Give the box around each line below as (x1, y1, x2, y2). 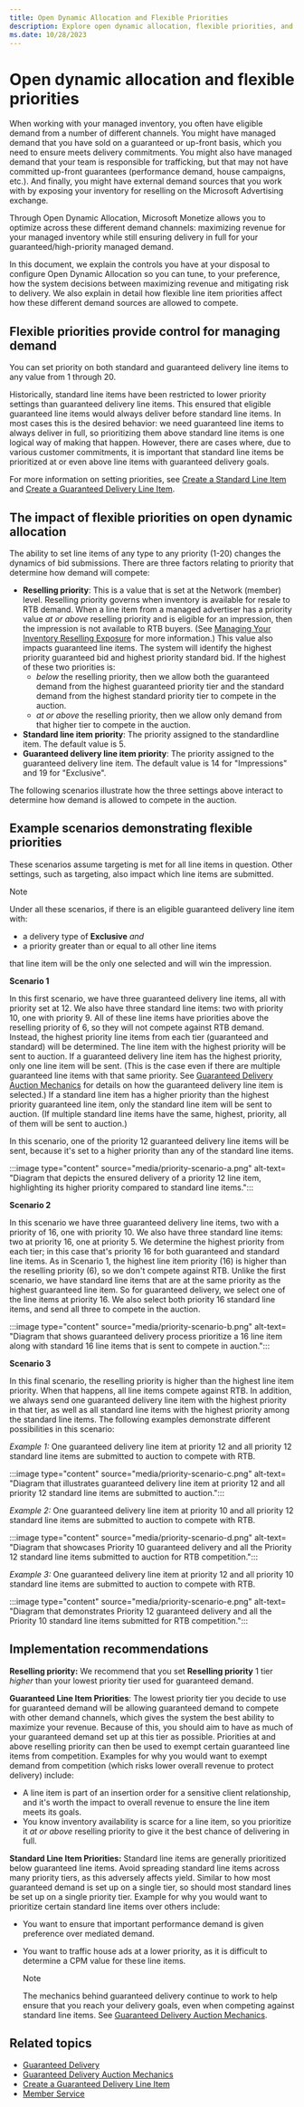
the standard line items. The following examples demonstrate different (9, 1414, 271, 1425)
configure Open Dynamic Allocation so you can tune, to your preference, (9, 269, 280, 280)
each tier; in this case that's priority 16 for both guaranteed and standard (9, 1245, 280, 1256)
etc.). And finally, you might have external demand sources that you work (9, 176, 282, 186)
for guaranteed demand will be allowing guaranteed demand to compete (9, 1702, 279, 1713)
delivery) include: (9, 1769, 74, 1780)
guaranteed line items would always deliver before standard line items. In (9, 408, 281, 419)
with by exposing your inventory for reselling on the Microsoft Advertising (9, 186, 284, 196)
